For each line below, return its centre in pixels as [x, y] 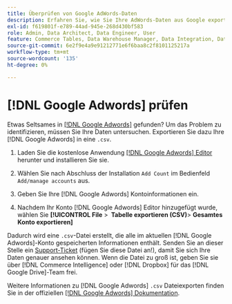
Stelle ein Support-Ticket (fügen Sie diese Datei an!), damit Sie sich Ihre [109, 250]
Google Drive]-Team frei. [42, 272]
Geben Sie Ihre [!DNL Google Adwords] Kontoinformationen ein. [108, 193]
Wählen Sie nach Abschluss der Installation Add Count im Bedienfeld [114, 173]
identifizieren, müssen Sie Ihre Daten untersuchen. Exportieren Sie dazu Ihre [116, 131]
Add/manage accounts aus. [54, 180]
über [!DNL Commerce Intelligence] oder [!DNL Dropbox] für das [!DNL [108, 265]
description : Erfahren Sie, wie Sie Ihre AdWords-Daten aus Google [106, 20]
